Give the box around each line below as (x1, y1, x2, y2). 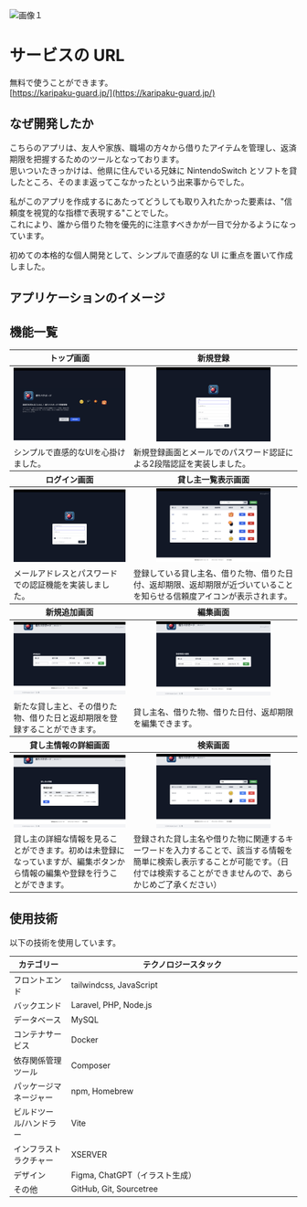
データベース (13, 1014, 62, 1025)
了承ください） (164, 879, 222, 890)
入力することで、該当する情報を (173, 845, 293, 856)
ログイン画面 (45, 473, 94, 484)
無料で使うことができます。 (9, 77, 113, 88)
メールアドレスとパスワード (13, 567, 118, 579)
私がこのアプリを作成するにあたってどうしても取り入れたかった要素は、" (9, 196, 285, 206)
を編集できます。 (132, 717, 197, 728)
